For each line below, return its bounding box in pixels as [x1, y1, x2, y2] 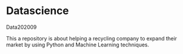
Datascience [6, 4, 69, 18]
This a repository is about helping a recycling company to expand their [6, 35, 178, 42]
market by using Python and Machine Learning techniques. [6, 41, 149, 48]
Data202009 [6, 23, 37, 31]
